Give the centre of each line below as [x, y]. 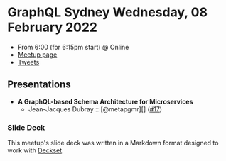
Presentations [39, 85]
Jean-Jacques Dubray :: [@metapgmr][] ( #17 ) [95, 109]
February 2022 [53, 27]
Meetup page [37, 55]
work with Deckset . [36, 150]
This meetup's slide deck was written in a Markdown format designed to [113, 143]
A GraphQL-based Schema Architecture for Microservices [105, 101]
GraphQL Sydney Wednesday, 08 [108, 12]
